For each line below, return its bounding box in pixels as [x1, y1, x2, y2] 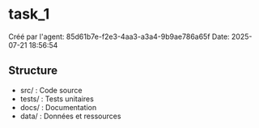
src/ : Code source [19, 85, 83, 95]
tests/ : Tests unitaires [19, 94, 95, 104]
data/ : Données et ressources [19, 111, 121, 121]
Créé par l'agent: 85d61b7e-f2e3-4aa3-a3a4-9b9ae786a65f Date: [8, 32, 230, 41]
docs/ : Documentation [19, 102, 97, 112]
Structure [8, 64, 58, 78]
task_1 [8, 5, 50, 23]
